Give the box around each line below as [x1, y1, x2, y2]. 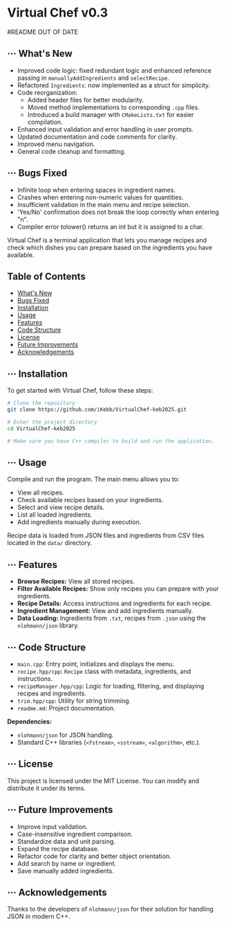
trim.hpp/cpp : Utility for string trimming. [17, 697, 131, 704]
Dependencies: [7, 718, 53, 725]
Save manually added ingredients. [17, 866, 114, 875]
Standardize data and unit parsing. [17, 837, 116, 846]
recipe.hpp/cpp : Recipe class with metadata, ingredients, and [17, 667, 191, 675]
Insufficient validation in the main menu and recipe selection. [17, 200, 191, 208]
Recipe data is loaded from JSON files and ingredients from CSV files [7, 531, 205, 540]
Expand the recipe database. [17, 844, 100, 853]
